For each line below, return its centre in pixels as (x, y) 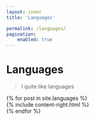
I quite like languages (47, 87)
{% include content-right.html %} (48, 105)
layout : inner (24, 12)
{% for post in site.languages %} (47, 98)
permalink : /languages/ (36, 28)
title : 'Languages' (31, 18)
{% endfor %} (24, 111)
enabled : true (35, 40)
